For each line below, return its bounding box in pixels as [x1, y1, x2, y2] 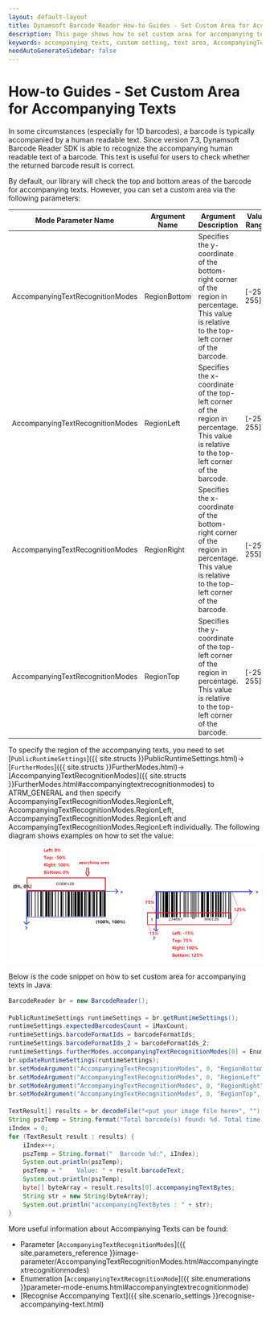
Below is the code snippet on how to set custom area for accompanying [8, 971, 247, 981]
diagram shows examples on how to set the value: [8, 830, 174, 841]
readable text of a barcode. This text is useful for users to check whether [8, 152, 251, 162]
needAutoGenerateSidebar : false [8, 47, 117, 56]
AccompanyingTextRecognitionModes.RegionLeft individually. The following [8, 822, 260, 832]
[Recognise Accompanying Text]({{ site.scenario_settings [19, 1290, 211, 1300]
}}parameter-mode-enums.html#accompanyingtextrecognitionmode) [19, 1282, 249, 1292]
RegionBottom [144, 291, 191, 301]
